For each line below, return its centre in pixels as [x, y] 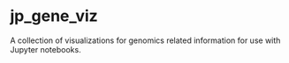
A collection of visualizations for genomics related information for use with [145, 40]
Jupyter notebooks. [46, 49]
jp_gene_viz [54, 16]
